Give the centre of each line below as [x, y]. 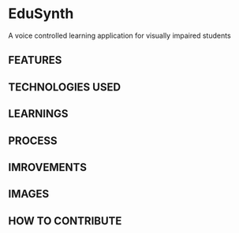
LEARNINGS [38, 114]
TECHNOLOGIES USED [64, 87]
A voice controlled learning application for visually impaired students [119, 35]
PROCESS [33, 141]
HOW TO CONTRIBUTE [65, 221]
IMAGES [29, 194]
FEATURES [35, 60]
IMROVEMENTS [48, 167]
